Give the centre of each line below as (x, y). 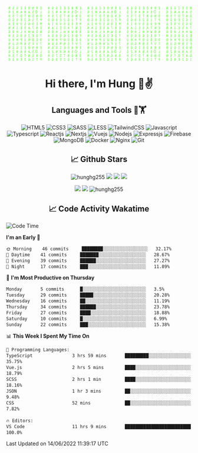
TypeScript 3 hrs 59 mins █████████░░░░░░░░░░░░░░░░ (99, 356)
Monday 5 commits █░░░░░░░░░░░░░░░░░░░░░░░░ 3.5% (85, 289)
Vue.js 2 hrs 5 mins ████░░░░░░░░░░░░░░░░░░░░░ (99, 368)
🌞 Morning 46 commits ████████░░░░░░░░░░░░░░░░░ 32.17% (89, 249)
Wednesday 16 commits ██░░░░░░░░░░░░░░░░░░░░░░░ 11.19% (88, 301)
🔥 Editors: (20, 421)
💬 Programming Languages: (38, 350)
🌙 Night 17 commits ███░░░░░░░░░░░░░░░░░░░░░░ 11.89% (88, 267)
